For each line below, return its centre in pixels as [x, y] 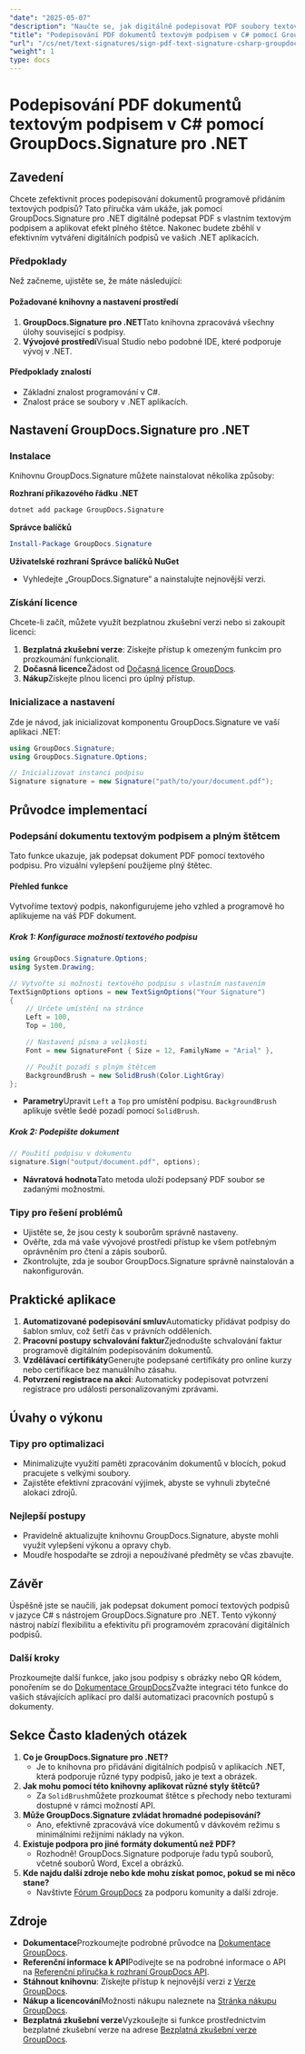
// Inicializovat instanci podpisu [77, 773]
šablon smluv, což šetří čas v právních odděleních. [117, 1331]
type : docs [30, 60]
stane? [36, 1883]
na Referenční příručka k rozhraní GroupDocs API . [116, 1972]
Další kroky [35, 1658]
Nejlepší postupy [48, 1516]
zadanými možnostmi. [64, 1189]
